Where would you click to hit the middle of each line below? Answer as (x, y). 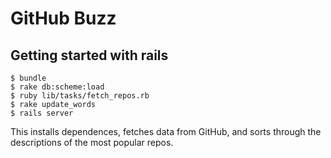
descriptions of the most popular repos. (92, 142)
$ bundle (28, 78)
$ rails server (42, 113)
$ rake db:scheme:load (57, 87)
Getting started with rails (89, 55)
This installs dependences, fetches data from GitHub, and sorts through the (166, 131)
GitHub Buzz (63, 18)
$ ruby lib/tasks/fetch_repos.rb (80, 96)
